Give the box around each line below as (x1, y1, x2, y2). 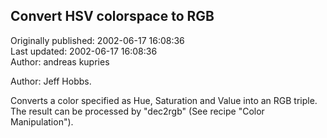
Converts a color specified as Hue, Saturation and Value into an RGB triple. (10, 94, 318, 106)
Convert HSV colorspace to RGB (10, 8, 215, 25)
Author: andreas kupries (10, 55, 110, 68)
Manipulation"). (10, 115, 74, 128)
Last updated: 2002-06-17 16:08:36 (10, 45, 158, 57)
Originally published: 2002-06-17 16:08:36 (10, 34, 185, 46)
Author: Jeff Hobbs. (10, 75, 92, 87)
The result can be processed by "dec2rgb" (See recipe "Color (10, 105, 265, 117)
